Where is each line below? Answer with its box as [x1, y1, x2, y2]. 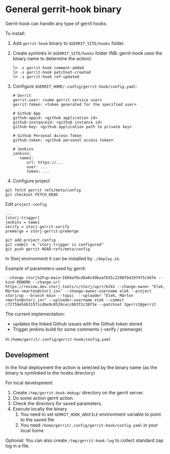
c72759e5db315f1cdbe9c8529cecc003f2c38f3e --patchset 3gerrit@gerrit [5, 302, 157, 307]
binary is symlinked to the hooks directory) [5, 369, 95, 376]
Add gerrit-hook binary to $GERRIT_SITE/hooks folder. [12, 40, 125, 46]
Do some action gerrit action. [12, 395, 74, 401]
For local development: [5, 380, 54, 386]
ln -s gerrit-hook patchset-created [12, 70, 91, 75]
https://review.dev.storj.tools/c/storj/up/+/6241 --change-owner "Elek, [5, 284, 166, 289]
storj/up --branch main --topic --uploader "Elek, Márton [5, 293, 134, 298]
